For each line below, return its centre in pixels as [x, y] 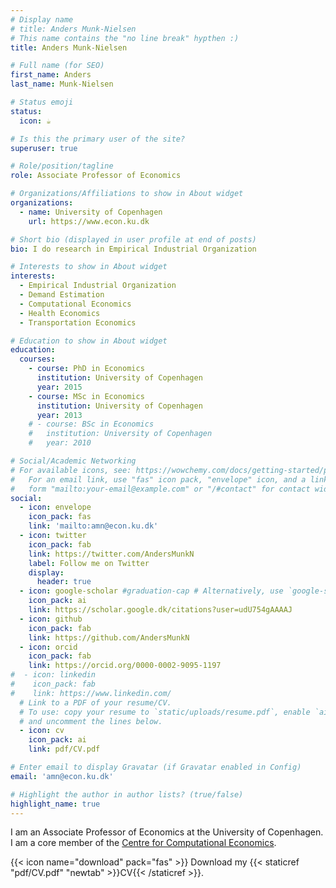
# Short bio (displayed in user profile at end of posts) [133, 239]
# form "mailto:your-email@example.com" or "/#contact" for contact [160, 489]
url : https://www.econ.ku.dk [89, 221]
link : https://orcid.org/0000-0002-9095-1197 [125, 666]
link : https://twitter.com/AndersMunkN [111, 554]
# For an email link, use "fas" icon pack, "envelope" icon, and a [158, 479]
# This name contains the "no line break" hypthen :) [125, 38]
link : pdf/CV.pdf [64, 749]
